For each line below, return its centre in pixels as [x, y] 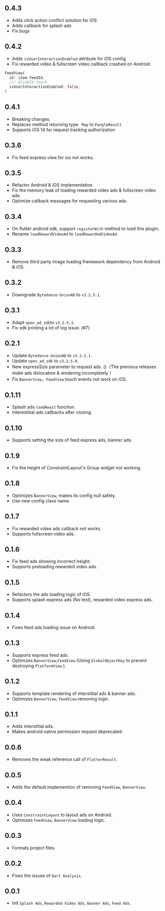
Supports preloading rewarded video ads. [55, 567]
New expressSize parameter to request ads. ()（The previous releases [84, 367]
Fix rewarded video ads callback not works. [57, 528]
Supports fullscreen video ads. [43, 534]
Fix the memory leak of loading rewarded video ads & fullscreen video [84, 190]
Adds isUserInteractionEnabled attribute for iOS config [69, 58]
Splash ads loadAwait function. [44, 407]
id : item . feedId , [27, 78]
